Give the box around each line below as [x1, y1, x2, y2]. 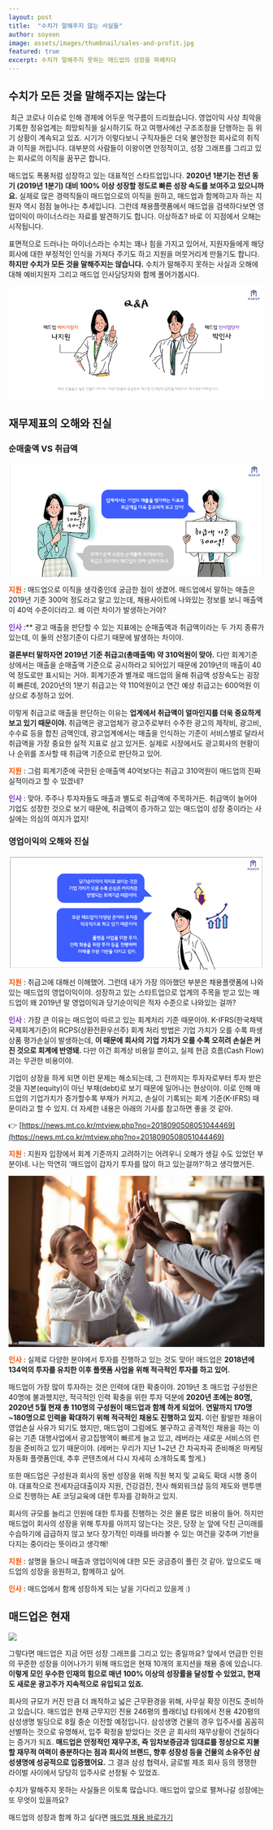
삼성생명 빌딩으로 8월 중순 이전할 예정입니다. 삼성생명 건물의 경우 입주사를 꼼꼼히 [8, 1716, 264, 1727]
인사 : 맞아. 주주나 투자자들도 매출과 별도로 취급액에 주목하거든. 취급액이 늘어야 [8, 793, 258, 803]
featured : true [8, 47, 60, 56]
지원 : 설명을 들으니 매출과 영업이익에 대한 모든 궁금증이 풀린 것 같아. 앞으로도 [8, 1556, 253, 1566]
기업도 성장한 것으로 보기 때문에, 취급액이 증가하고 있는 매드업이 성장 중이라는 [8, 803, 253, 813]
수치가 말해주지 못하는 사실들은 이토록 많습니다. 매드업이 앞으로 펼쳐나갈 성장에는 [8, 1784, 265, 1794]
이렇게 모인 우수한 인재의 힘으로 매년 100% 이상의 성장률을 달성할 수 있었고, [8, 1669, 246, 1678]
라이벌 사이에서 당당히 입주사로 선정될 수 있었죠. [8, 1767, 161, 1777]
